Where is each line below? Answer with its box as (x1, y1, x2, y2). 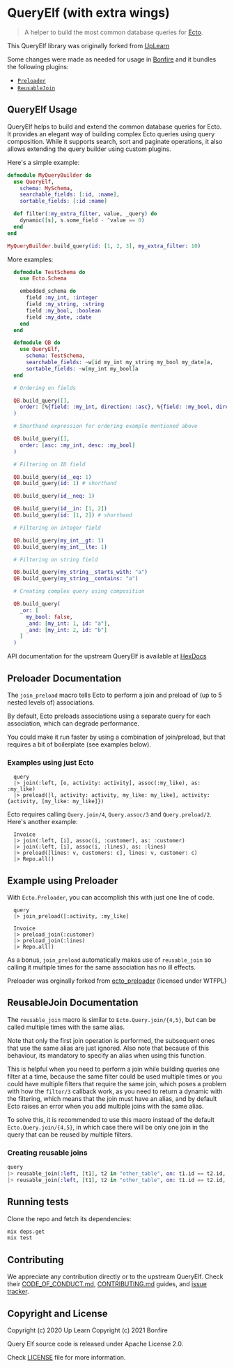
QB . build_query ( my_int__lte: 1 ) (13, 543, 108, 550)
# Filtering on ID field (13, 461, 86, 468)
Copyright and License (7, 1307, 108, 1319)
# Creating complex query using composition (13, 588, 145, 595)
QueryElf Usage (7, 103, 78, 116)
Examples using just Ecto (7, 757, 94, 767)
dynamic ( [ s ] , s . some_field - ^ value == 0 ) (19, 217, 145, 224)
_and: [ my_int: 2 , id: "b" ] (25, 626, 108, 633)
